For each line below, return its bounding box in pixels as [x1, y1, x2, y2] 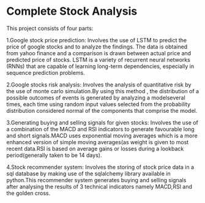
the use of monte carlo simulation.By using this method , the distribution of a [6, 87, 199, 94]
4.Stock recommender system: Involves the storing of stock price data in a [6, 163, 195, 170]
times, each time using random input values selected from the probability [6, 100, 191, 108]
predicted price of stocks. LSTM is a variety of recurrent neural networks [6, 56, 191, 63]
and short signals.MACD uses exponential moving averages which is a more [6, 132, 198, 139]
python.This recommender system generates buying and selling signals [6, 176, 187, 183]
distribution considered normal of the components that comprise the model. [6, 107, 198, 114]
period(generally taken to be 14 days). [6, 151, 102, 159]
